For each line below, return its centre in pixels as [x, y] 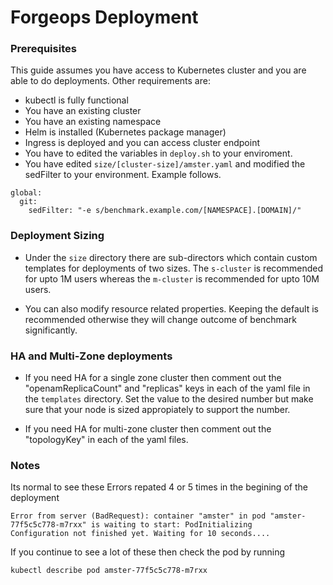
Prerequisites [43, 49]
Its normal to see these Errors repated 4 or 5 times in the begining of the [159, 487]
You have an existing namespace [93, 122]
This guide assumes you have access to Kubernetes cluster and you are [158, 70]
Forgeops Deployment [104, 17]
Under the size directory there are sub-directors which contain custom [171, 257]
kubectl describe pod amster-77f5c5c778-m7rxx [109, 571]
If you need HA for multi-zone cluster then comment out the [148, 429]
